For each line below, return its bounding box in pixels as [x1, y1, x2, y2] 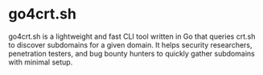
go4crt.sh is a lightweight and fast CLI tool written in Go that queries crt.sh [8, 31, 256, 41]
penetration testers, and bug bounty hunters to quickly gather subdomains [8, 48, 255, 58]
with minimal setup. [8, 57, 73, 67]
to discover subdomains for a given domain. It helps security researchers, [8, 40, 253, 49]
